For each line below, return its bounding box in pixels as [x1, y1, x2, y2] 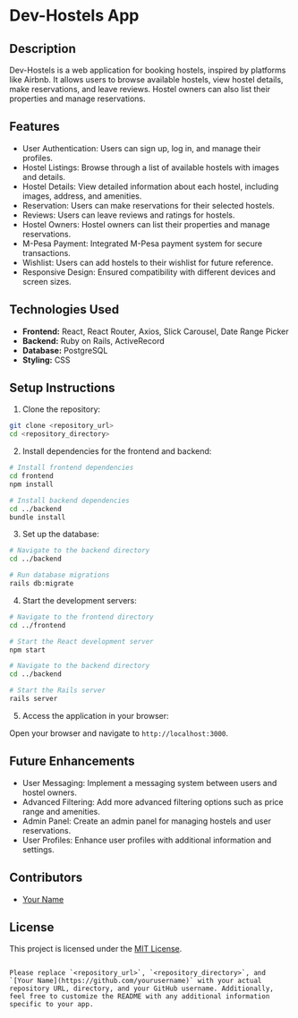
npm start [9, 646, 47, 654]
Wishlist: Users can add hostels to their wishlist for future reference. [21, 257, 274, 268]
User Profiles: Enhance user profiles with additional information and [21, 834, 272, 845]
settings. [21, 843, 55, 855]
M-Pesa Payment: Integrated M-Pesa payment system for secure [21, 238, 262, 249]
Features [9, 119, 60, 134]
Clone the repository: [21, 404, 101, 415]
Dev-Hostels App [9, 5, 140, 26]
